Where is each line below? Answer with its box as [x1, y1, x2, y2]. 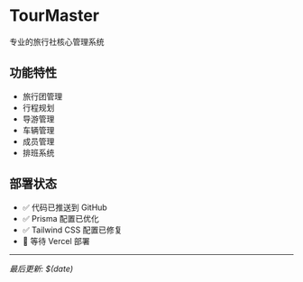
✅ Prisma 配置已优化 [22, 213, 99, 223]
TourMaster [9, 5, 100, 26]
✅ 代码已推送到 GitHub [22, 202, 108, 213]
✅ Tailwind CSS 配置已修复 [22, 224, 123, 235]
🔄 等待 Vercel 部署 [22, 235, 90, 246]
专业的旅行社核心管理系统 [9, 36, 105, 47]
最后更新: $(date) [9, 263, 74, 274]
